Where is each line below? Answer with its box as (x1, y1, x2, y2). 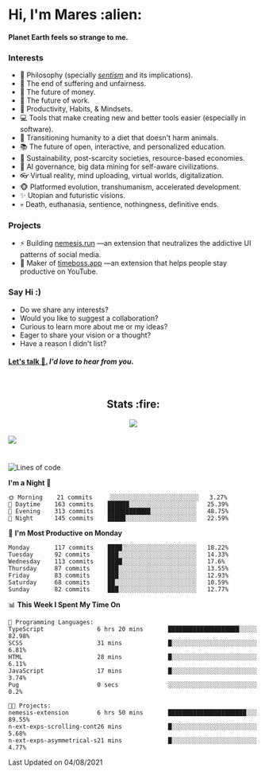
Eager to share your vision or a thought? (19, 330, 152, 340)
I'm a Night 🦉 (8, 477, 52, 487)
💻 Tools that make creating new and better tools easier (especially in (19, 113, 246, 123)
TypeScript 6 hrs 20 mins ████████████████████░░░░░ (8, 625, 258, 633)
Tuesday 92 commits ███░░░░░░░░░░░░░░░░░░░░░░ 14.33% (8, 551, 229, 559)
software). (19, 125, 54, 134)
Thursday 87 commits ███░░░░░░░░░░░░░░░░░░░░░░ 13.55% (8, 564, 229, 572)
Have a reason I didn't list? (19, 338, 107, 348)
